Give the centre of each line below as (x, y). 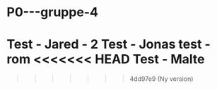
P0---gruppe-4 (52, 12)
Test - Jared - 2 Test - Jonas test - (109, 45)
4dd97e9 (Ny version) (162, 79)
